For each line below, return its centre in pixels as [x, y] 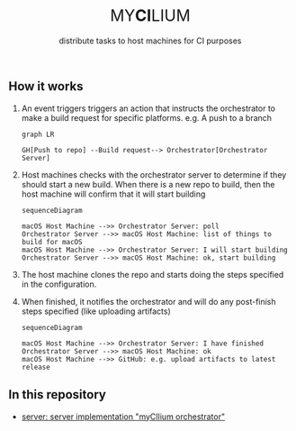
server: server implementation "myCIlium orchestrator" [123, 417]
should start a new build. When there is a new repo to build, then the [148, 184]
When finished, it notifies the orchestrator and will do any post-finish [148, 301]
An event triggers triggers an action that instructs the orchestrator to [148, 108]
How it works [46, 87]
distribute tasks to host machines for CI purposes [150, 41]
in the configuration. [59, 284]
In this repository [58, 394]
